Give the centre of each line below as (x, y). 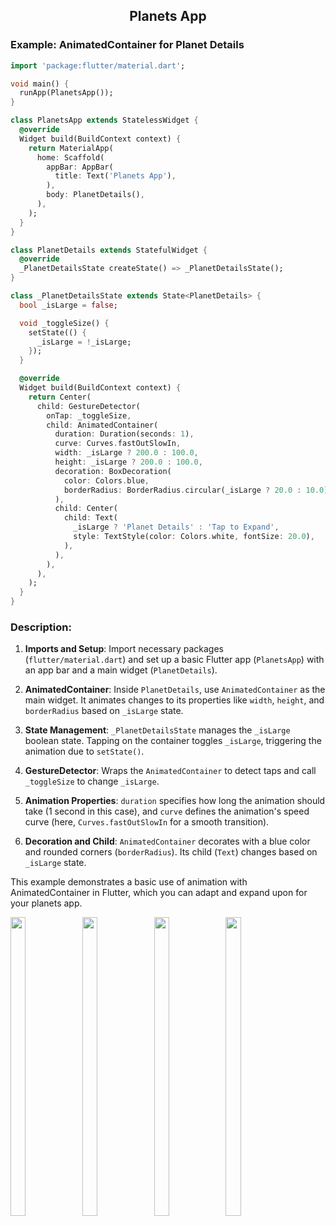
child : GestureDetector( (88, 406)
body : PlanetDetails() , (95, 195)
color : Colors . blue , (106, 480)
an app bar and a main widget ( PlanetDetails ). (121, 670)
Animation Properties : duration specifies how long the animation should (175, 801)
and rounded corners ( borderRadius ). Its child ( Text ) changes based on (171, 852)
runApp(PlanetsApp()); (66, 93)
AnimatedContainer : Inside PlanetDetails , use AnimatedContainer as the (175, 690)
